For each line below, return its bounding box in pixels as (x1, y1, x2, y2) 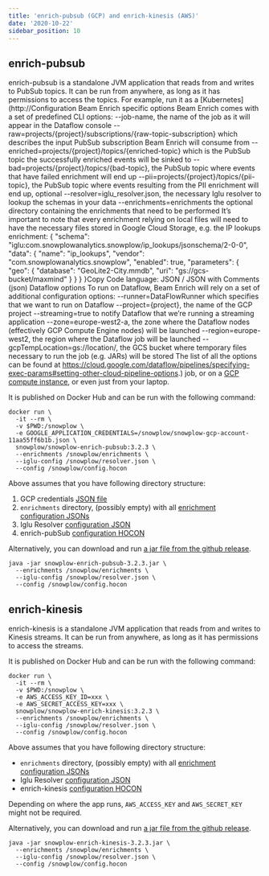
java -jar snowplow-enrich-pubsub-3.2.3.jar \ (8, 560, 167, 568)
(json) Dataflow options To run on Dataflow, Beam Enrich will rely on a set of (8, 283, 261, 293)
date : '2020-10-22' (8, 19, 74, 27)
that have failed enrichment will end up (8, 172, 137, 182)
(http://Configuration (8, 104, 77, 113)
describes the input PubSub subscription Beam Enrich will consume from (8, 138, 251, 147)
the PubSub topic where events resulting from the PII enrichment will (31, 180, 259, 190)
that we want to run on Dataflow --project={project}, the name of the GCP (8, 300, 253, 310)
